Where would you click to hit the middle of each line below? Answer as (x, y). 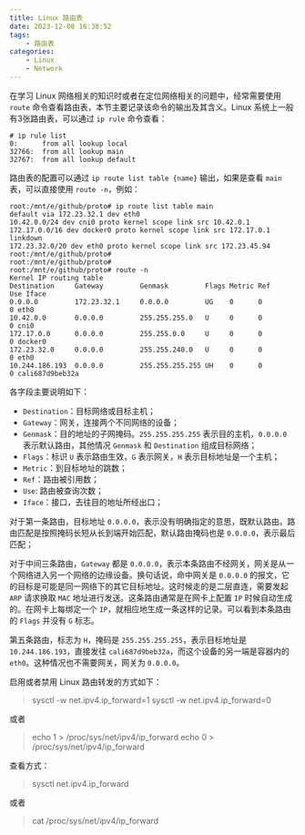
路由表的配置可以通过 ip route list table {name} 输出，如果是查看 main (146, 178)
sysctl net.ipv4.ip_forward (80, 783)
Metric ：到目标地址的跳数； (75, 468)
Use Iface (28, 294)
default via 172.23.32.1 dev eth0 (75, 214)
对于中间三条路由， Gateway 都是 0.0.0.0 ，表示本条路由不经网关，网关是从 (148, 563)
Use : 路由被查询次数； (63, 490)
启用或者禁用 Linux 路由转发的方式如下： (86, 682)
